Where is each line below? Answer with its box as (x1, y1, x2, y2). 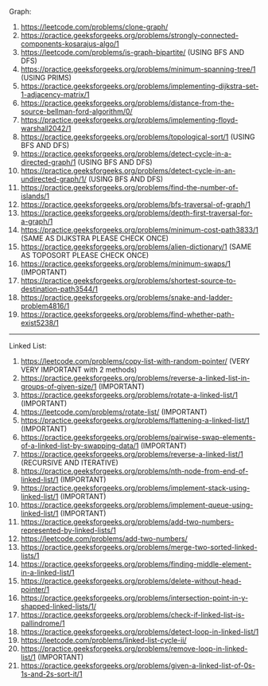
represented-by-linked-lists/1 (20, 525, 116, 535)
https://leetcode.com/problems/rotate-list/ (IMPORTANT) (20, 407, 208, 416)
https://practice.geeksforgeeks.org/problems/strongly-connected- (20, 31, 239, 40)
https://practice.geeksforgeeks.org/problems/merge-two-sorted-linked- (20, 543, 258, 552)
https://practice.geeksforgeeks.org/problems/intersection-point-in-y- (20, 593, 249, 602)
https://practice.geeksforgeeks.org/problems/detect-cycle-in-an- (20, 166, 236, 175)
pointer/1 (20, 585, 50, 594)
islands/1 (20, 191, 50, 201)
